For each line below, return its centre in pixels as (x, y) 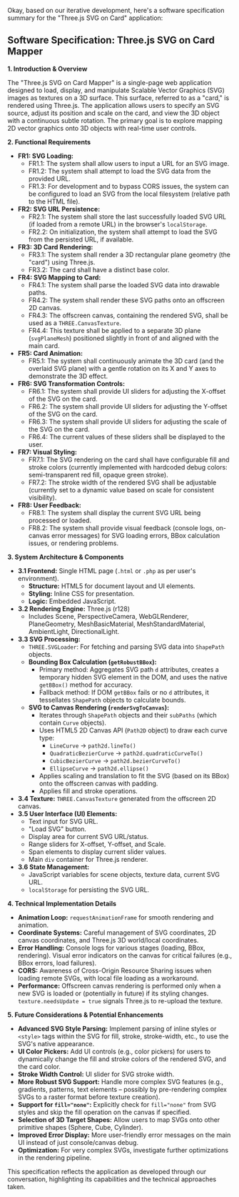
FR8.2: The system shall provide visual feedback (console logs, (121, 527)
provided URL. (50, 179)
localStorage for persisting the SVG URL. (89, 890)
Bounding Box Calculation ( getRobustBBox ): (92, 662)
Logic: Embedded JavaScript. (72, 601)
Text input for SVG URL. (63, 821)
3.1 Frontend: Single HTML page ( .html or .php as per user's (107, 570)
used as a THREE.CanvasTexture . (75, 323)
